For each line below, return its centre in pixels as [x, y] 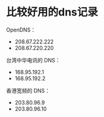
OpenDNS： [21, 30]
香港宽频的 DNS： [28, 90]
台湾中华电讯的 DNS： [33, 60]
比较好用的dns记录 [52, 12]
